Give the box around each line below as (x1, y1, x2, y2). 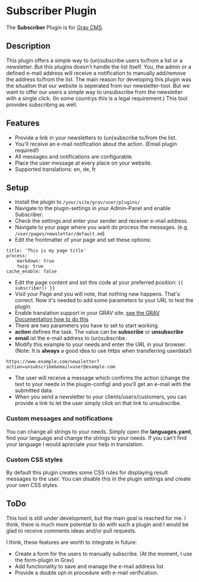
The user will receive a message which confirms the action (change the (14, 374, 190, 381)
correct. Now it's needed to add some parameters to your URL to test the (14, 297, 194, 304)
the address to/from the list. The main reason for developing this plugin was (6, 75, 192, 83)
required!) (14, 147, 40, 154)
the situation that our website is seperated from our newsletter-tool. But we (6, 82, 190, 89)
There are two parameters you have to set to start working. (14, 322, 159, 329)
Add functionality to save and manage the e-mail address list (14, 562, 164, 570)
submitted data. (14, 387, 53, 394)
